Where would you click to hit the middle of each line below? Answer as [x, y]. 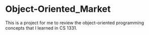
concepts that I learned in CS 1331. [41, 28]
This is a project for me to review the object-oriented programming [75, 23]
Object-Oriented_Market [58, 9]
